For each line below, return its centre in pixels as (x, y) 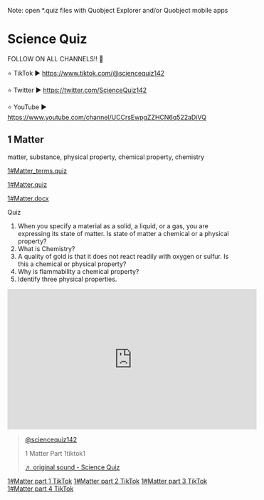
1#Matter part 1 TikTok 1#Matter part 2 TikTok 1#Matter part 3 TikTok (107, 481)
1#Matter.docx (28, 198)
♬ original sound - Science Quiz (72, 467)
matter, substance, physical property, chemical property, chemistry (106, 157)
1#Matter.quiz (27, 184)
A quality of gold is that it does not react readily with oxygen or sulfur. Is (123, 256)
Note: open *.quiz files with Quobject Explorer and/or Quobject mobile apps (118, 10)
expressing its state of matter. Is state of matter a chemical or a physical (123, 233)
